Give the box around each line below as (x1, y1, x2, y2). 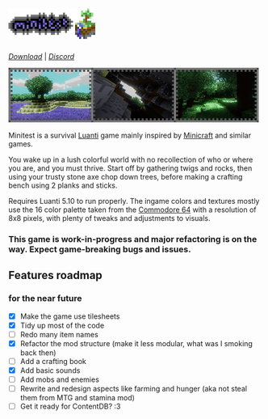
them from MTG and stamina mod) (19, 393, 136, 403)
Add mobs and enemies (19, 375, 99, 384)
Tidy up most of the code (19, 320, 105, 330)
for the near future (8, 293, 82, 304)
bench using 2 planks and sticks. (8, 180, 118, 190)
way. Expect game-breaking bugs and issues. (8, 243, 191, 255)
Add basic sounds (19, 365, 81, 375)
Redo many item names (19, 329, 98, 339)
